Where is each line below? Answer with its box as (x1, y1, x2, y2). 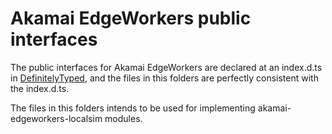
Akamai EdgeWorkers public (10, 7, 252, 30)
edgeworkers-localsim (10, 112, 103, 124)
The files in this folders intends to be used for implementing (10, 102, 256, 114)
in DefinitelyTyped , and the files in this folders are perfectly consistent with (10, 72, 319, 84)
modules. (104, 112, 143, 124)
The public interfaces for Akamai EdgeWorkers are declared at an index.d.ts (10, 61, 323, 73)
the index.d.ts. (10, 82, 70, 94)
